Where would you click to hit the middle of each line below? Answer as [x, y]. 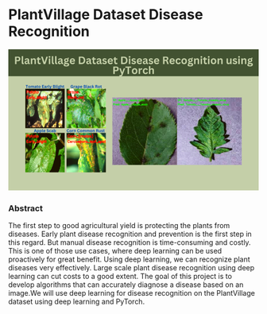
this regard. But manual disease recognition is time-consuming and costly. [130, 242]
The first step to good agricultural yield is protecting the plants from [119, 225]
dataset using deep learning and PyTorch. [77, 301]
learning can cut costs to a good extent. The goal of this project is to [120, 276]
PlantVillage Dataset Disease [106, 15]
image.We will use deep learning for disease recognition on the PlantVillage [132, 293]
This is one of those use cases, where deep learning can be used [115, 250]
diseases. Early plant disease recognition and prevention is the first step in [130, 234]
